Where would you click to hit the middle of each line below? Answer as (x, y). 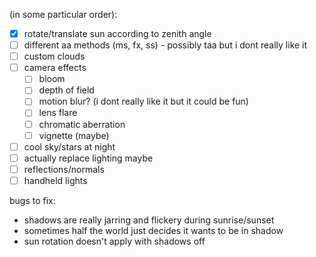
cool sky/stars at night (69, 146)
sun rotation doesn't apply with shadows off (114, 241)
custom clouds (54, 56)
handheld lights (55, 180)
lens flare (58, 113)
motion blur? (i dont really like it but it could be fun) (143, 101)
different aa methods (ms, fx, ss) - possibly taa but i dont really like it (165, 45)
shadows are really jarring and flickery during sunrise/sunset (149, 220)
